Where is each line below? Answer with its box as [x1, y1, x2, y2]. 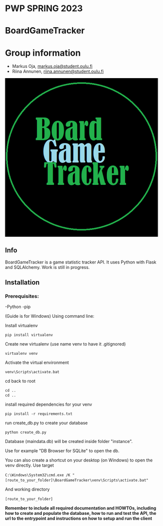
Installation [5, 279, 40, 287]
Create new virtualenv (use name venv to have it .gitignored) [5, 341, 126, 347]
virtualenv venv [5, 351, 38, 356]
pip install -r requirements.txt [5, 411, 73, 416]
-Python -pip [5, 304, 31, 310]
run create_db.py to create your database [5, 420, 88, 426]
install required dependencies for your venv [5, 401, 92, 408]
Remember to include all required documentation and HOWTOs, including [5, 505, 156, 511]
